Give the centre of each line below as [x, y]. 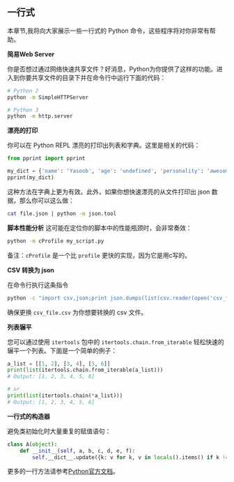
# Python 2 [23, 91]
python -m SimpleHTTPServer [48, 97]
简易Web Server [31, 54]
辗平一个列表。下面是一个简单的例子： [62, 350]
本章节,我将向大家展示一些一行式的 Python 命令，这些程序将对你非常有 [109, 31]
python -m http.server [40, 116]
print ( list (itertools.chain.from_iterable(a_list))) [85, 370]
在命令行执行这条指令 [38, 285]
